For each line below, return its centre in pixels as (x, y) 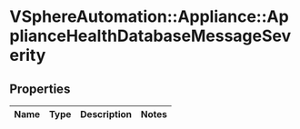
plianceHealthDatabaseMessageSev (150, 36)
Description (106, 114)
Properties (40, 89)
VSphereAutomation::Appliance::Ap (149, 17)
